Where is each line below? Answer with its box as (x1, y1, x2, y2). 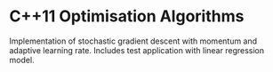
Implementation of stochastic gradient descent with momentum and (9, 36, 258, 46)
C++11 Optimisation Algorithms (9, 6, 245, 27)
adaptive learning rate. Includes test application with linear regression (9, 44, 265, 55)
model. (9, 54, 35, 65)
